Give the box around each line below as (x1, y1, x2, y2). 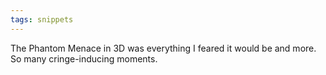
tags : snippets (10, 14, 74, 25)
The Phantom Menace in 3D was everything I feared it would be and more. (10, 42, 317, 54)
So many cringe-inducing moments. (10, 52, 158, 65)
